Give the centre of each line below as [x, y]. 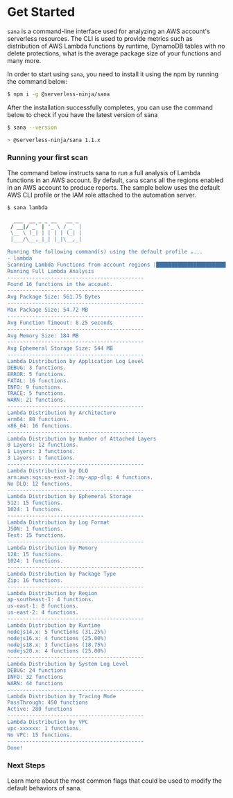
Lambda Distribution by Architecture [62, 413]
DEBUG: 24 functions [37, 671]
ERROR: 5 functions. [37, 374]
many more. [24, 60]
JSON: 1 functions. [35, 529]
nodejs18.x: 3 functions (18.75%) [57, 645]
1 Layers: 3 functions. [42, 452]
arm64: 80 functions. [38, 419]
